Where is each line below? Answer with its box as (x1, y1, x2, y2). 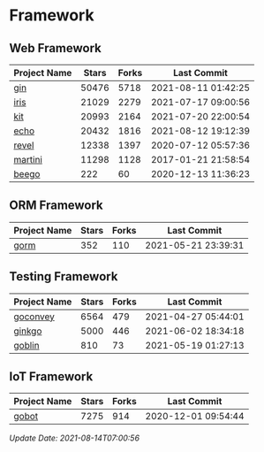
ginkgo (13, 325, 42, 337)
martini (13, 154, 42, 165)
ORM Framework (9, 198, 103, 213)
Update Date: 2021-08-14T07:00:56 (9, 433, 140, 443)
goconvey (13, 310, 56, 323)
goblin (13, 339, 40, 351)
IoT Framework (9, 369, 94, 385)
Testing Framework (9, 269, 118, 284)
